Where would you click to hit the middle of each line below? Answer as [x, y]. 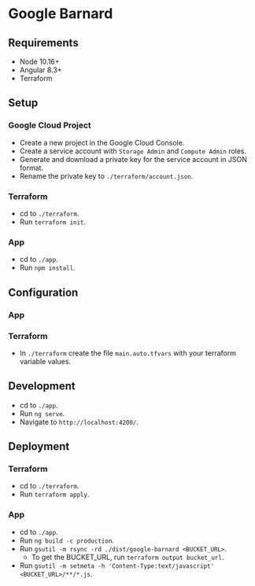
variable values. [45, 361]
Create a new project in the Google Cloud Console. [102, 142]
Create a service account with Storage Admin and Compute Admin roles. [133, 151]
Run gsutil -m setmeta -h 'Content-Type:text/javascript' [117, 565]
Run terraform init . [53, 222]
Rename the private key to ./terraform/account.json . [106, 176]
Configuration [43, 292]
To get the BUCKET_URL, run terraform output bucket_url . [128, 557]
